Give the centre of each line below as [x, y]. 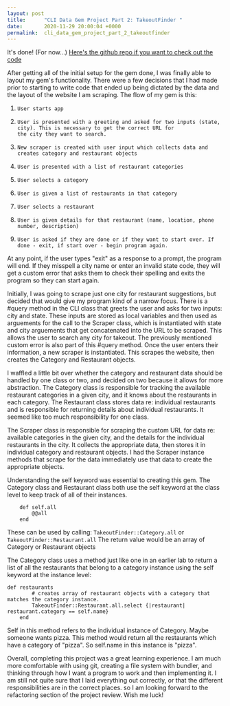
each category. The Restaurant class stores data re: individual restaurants [112, 402]
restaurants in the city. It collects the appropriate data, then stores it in [106, 445]
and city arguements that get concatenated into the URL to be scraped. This [115, 331]
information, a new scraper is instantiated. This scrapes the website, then [111, 353]
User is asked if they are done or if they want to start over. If [115, 240]
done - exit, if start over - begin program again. [92, 246]
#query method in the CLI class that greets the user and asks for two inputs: [115, 309]
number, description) [48, 227]
